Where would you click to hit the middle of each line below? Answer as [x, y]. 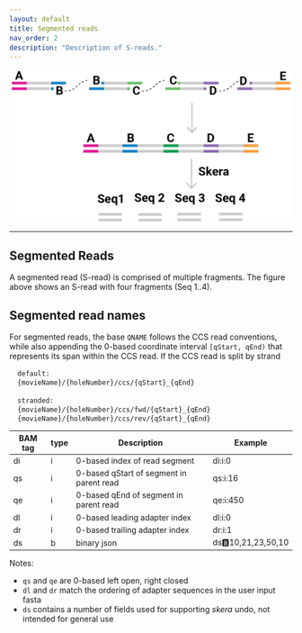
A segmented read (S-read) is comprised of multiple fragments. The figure [147, 277]
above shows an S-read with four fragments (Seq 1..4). [111, 287]
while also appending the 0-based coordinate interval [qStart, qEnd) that [146, 347]
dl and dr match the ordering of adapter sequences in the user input [149, 590]
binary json [97, 543]
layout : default [40, 19]
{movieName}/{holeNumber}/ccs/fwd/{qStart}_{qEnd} [114, 410]
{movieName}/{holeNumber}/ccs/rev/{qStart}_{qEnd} [114, 419]
